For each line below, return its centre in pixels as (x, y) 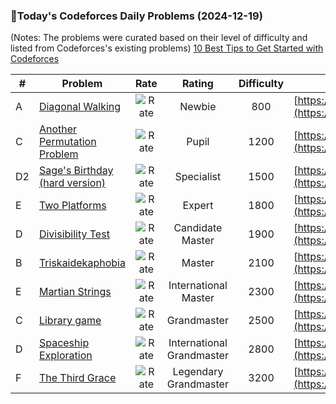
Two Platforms (72, 206)
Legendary (198, 372)
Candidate (198, 228)
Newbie (198, 107)
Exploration (65, 356)
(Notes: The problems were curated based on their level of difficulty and (159, 38)
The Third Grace (77, 378)
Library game (70, 321)
